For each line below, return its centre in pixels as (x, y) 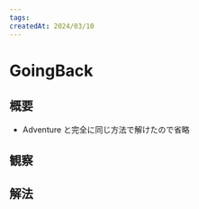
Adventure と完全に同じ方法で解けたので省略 (106, 129)
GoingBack (51, 71)
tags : (19, 18)
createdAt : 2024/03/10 (52, 26)
